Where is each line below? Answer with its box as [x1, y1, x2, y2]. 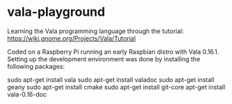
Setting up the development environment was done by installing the [7, 54, 201, 63]
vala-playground [7, 4, 106, 20]
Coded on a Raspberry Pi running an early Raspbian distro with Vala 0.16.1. [7, 48, 219, 56]
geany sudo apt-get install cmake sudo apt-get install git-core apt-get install [7, 83, 226, 91]
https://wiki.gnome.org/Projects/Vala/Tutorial [7, 34, 136, 42]
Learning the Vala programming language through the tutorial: [7, 27, 184, 35]
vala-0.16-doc [7, 90, 47, 98]
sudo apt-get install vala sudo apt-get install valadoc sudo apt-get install [7, 75, 215, 83]
